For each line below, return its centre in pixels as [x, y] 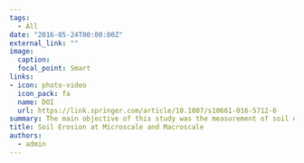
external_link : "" [44, 43]
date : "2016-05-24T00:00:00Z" [66, 34]
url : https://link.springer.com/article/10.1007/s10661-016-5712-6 [147, 110]
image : [22, 52]
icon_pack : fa [44, 93]
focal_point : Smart [54, 69]
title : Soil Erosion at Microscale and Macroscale [107, 128]
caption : [34, 60]
